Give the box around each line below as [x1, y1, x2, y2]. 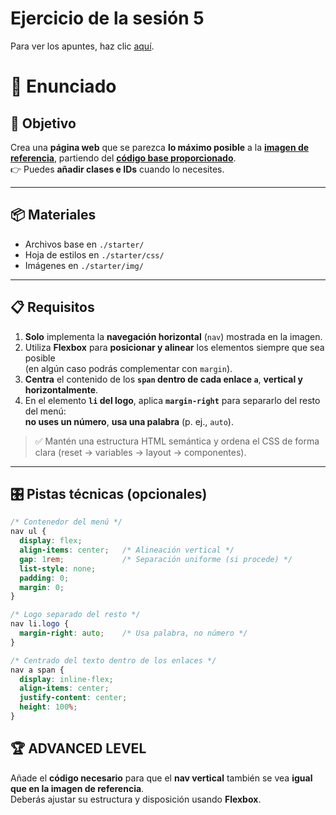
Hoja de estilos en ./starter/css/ [24, 248, 165, 261]
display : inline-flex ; [19, 674, 114, 684]
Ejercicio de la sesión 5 [10, 7, 205, 30]
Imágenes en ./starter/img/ [24, 259, 144, 271]
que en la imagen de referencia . [10, 782, 145, 794]
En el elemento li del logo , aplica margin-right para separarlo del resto [24, 394, 321, 406]
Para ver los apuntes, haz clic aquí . [10, 40, 155, 52]
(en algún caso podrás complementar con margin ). [24, 362, 233, 374]
